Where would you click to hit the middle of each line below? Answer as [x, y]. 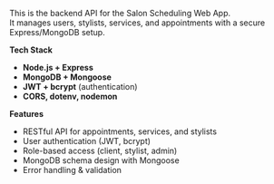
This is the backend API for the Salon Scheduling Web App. [120, 13]
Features [26, 114]
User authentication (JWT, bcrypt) [87, 141]
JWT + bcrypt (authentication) [80, 87]
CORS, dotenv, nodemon [70, 96]
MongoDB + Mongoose [67, 77]
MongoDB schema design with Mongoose [101, 160]
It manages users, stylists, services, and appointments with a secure [137, 23]
